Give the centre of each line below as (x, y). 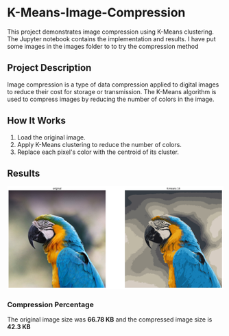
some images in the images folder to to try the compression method (103, 46)
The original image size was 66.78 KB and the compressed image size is (110, 319)
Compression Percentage (50, 304)
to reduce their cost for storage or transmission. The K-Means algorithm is (112, 91)
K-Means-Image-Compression (96, 13)
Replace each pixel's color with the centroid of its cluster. (98, 152)
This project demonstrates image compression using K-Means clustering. (111, 32)
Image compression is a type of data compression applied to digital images (113, 85)
